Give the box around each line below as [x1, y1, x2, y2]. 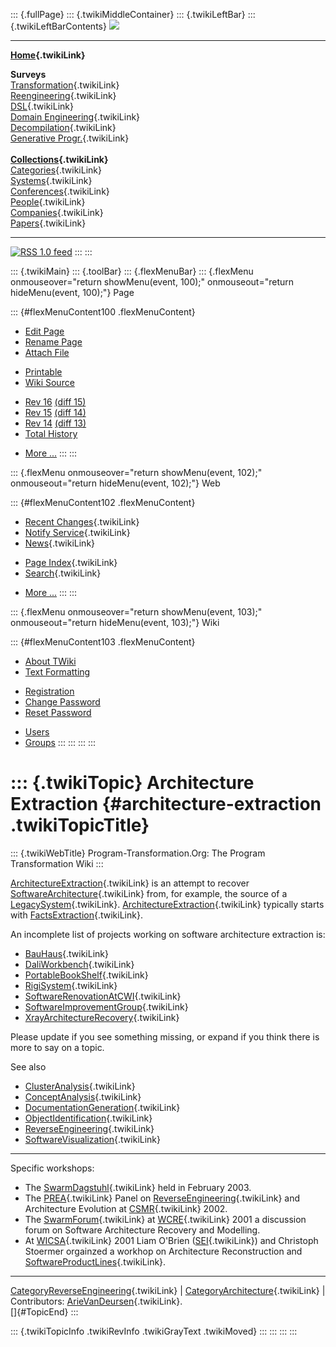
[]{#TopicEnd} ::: [10, 1305, 79, 1318]
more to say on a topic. [10, 1041, 105, 1053]
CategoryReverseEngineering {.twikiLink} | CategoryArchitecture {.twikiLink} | [10, 1284, 326, 1296]
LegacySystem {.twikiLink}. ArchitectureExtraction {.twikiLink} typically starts [10, 898, 325, 910]
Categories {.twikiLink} [10, 164, 102, 176]
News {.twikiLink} [24, 537, 96, 549]
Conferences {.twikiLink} [10, 185, 110, 197]
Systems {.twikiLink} [10, 175, 93, 186]
